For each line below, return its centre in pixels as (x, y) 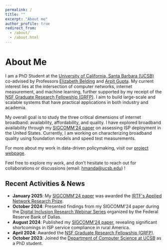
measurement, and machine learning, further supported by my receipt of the (83, 91)
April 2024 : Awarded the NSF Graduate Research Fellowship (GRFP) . (83, 233)
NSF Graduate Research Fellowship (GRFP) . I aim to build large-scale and (81, 97)
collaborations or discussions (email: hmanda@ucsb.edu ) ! (65, 168)
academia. (16, 107)
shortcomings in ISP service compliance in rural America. (71, 227)
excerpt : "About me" (27, 19)
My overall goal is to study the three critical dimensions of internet (73, 117)
